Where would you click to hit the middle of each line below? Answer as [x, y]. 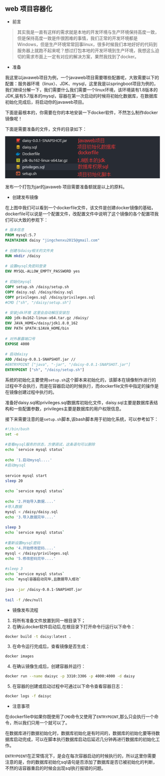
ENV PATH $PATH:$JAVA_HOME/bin [37, 328]
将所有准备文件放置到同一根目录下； [49, 620]
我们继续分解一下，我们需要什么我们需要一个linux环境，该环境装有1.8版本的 [82, 89]
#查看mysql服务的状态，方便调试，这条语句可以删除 [50, 444]
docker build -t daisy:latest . [38, 637]
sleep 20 [14, 481]
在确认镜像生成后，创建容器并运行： [49, 666]
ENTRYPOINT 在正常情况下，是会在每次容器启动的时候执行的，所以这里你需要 [81, 756]
